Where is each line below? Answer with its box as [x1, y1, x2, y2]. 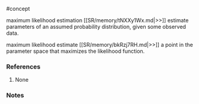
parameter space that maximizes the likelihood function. [6, 47, 145, 55]
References [6, 63, 41, 71]
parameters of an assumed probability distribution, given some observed [6, 23, 186, 30]
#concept [6, 5, 30, 12]
